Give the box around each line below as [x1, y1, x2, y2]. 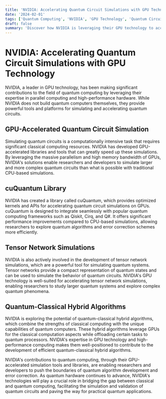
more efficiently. [5, 229, 39, 235]
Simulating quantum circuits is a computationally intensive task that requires [5, 138, 160, 144]
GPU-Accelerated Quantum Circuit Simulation [5, 125, 149, 134]
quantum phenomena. [5, 288, 50, 294]
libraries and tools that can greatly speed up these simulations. [30, 149, 158, 155]
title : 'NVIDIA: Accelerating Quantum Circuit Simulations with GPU [5, 7, 149, 12]
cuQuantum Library [5, 184, 67, 193]
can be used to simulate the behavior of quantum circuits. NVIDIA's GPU [5, 272, 152, 278]
